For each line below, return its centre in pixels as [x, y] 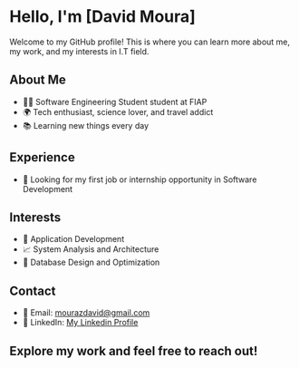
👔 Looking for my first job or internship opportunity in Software [140, 179]
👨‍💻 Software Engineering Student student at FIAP [115, 102]
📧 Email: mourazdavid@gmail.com [86, 313]
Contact [33, 291]
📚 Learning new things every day [86, 125]
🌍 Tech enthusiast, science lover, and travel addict [118, 111]
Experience [42, 157]
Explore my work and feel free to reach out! [134, 351]
